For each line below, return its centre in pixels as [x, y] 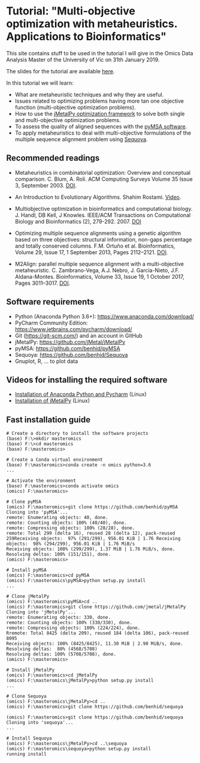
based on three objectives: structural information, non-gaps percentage [103, 239]
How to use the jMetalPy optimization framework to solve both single [100, 114]
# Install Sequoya [29, 738]
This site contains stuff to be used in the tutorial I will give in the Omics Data [100, 53]
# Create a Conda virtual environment [54, 460]
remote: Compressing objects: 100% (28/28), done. [71, 528]
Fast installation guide [49, 420]
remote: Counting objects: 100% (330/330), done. [69, 623]
